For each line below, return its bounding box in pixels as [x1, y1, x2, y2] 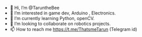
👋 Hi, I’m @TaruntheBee [10, 5, 59, 10]
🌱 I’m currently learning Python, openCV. [10, 15, 95, 21]
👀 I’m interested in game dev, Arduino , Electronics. [10, 10, 116, 16]
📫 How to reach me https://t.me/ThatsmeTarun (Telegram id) [10, 26, 137, 32]
